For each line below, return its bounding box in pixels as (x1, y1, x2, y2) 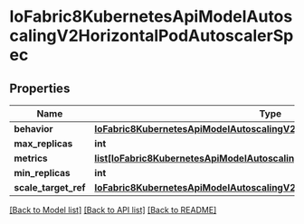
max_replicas (14, 137, 73, 150)
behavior (14, 123, 53, 135)
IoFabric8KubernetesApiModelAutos (9, 6, 293, 27)
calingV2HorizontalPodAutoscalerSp (9, 25, 294, 46)
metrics (14, 152, 48, 164)
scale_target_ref (14, 182, 86, 193)
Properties (9, 80, 71, 96)
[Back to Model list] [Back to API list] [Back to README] (9, 205, 217, 215)
